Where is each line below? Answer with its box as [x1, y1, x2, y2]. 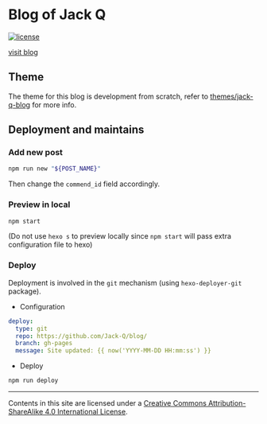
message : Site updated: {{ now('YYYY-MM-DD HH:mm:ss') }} [15, 347, 212, 355]
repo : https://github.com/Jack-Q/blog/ [15, 332, 148, 340]
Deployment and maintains [8, 123, 145, 137]
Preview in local [8, 199, 71, 210]
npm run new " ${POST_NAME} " [8, 165, 102, 173]
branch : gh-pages [15, 340, 73, 348]
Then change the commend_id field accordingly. [8, 179, 161, 189]
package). [8, 286, 41, 296]
